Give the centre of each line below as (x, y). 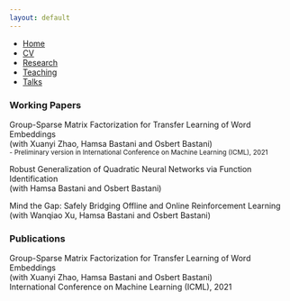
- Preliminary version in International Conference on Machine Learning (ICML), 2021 (139, 152)
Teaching (40, 72)
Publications (37, 238)
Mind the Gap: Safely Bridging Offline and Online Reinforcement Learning (145, 205)
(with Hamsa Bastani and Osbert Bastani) (86, 188)
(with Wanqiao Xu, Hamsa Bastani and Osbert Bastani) (110, 215)
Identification (34, 178)
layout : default (40, 18)
